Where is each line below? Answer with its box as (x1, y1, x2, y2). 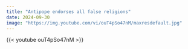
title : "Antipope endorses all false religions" (6, 8, 131, 15)
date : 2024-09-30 (6, 14, 50, 20)
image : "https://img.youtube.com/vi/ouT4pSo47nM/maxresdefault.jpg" (6, 20, 183, 26)
